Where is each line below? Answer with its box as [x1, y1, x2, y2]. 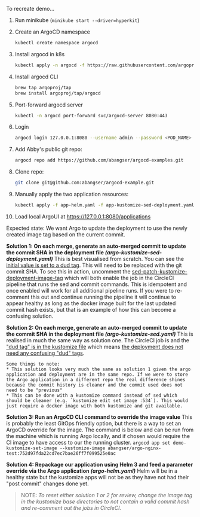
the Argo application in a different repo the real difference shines [6, 376, 186, 382]
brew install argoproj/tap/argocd [14, 90, 101, 96]
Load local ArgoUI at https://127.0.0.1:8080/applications [14, 212, 151, 220]
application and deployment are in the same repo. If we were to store [6, 371, 188, 378]
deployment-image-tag [6, 274, 63, 281]
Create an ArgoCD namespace [14, 28, 91, 35]
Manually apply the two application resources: [14, 191, 129, 197]
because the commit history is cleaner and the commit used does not [6, 382, 183, 388]
